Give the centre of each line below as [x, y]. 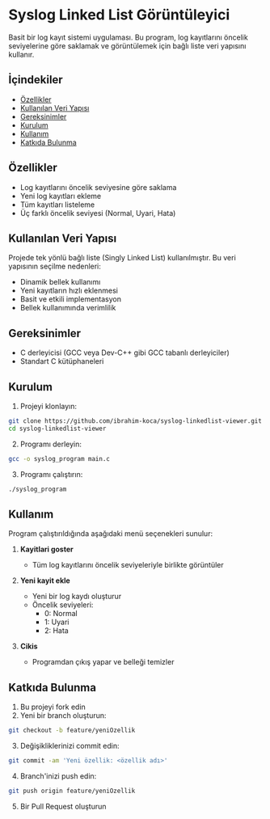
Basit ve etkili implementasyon [70, 299]
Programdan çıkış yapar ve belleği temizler [103, 662]
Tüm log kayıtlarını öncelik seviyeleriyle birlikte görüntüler [128, 565]
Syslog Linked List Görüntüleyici [119, 15]
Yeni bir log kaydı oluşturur [77, 597]
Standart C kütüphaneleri [62, 361]
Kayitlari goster [47, 549]
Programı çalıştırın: [51, 474]
